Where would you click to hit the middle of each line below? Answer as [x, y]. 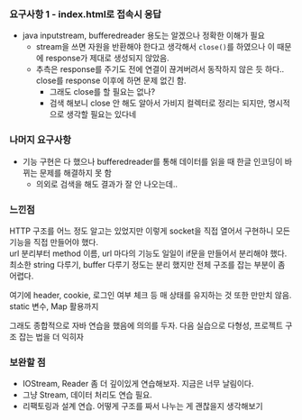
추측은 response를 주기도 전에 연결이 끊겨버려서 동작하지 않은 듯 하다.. [160, 69]
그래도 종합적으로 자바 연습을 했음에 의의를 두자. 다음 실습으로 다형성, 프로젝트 [146, 325]
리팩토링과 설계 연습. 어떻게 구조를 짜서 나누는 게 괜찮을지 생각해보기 [142, 406]
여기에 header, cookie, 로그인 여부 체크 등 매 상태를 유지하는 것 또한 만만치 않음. [151, 295]
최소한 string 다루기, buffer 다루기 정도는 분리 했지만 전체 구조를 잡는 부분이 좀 [147, 264]
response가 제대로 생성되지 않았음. [107, 58]
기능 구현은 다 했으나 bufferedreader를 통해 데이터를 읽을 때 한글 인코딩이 [152, 161]
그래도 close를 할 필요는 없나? [102, 92]
